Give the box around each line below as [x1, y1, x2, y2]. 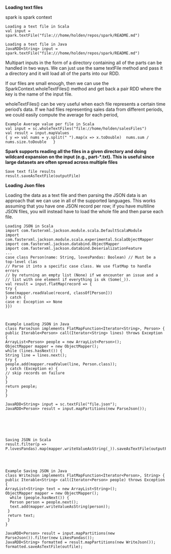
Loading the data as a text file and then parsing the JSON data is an [5, 192, 147, 198]
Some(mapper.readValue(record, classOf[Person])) [5, 290, 113, 296]
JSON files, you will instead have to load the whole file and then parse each [5, 209, 164, 214]
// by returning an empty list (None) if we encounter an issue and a [5, 273, 158, 278]
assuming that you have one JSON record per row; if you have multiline [5, 203, 155, 209]
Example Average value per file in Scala [5, 122, 95, 127]
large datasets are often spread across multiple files [5, 159, 118, 165]
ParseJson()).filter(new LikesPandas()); [5, 535, 95, 540]
